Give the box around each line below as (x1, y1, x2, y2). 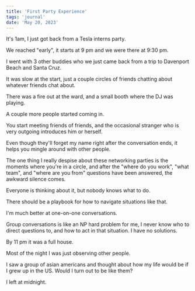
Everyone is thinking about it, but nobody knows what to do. (6, 187, 151, 194)
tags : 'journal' (6, 14, 46, 20)
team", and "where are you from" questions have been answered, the (6, 169, 173, 176)
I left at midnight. (6, 279, 47, 286)
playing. (6, 99, 25, 106)
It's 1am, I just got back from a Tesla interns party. (6, 36, 126, 43)
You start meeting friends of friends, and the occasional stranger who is (6, 122, 179, 129)
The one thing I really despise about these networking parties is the (6, 157, 168, 164)
